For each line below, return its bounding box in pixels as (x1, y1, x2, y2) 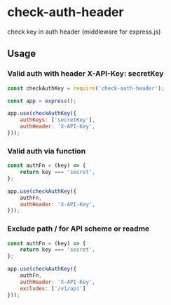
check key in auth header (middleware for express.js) (7, 27, 161, 36)
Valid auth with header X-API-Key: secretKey (7, 69, 164, 79)
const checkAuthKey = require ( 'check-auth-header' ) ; (7, 85, 165, 92)
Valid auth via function (7, 146, 86, 156)
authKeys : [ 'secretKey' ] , (20, 116, 96, 123)
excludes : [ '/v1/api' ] (20, 285, 86, 292)
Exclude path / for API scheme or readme (7, 224, 150, 233)
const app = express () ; (7, 97, 77, 104)
